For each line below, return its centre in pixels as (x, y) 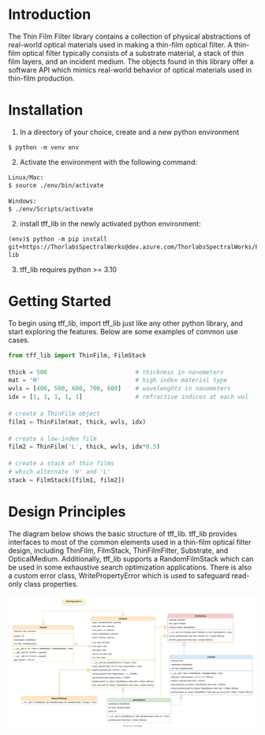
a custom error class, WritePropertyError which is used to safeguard (119, 575)
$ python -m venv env (44, 147)
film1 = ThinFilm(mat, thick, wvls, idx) (77, 422)
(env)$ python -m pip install (58, 239)
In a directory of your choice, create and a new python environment (129, 132)
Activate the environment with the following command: (108, 162)
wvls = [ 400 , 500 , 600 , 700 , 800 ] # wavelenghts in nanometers (119, 389)
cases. (19, 340)
